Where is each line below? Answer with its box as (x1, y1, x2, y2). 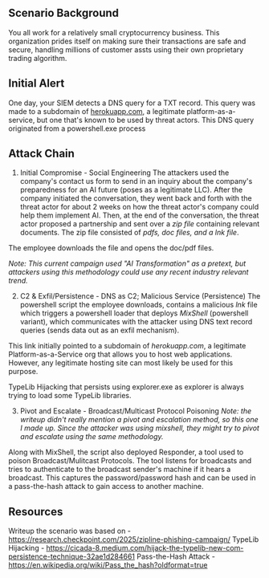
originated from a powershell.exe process (8, 124, 146, 133)
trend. (8, 276, 28, 286)
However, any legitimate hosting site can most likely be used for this (8, 358, 234, 368)
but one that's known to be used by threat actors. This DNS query (36, 115, 255, 124)
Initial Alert (8, 76, 65, 91)
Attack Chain (8, 147, 75, 161)
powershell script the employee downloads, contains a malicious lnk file (19, 300, 259, 310)
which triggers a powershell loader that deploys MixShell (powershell (19, 308, 249, 318)
